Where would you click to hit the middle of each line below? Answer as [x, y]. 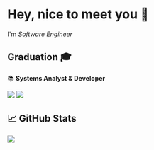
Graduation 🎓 [40, 57]
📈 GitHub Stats [42, 119]
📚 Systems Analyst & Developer [56, 78]
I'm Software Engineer [40, 34]
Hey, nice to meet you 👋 [78, 15]
